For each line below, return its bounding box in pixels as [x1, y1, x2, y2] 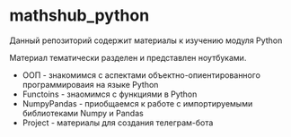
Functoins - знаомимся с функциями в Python [22, 89, 198, 99]
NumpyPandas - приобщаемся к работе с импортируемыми [22, 98, 253, 108]
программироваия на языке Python [22, 79, 159, 90]
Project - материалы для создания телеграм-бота [22, 117, 214, 128]
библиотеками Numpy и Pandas [22, 107, 144, 118]
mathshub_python [9, 5, 150, 26]
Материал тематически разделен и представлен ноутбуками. [9, 52, 247, 63]
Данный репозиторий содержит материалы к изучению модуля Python [9, 35, 283, 46]
